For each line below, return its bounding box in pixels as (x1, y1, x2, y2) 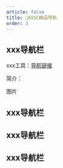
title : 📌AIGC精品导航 (6, 15, 58, 21)
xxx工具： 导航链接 (6, 62, 53, 69)
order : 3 (6, 20, 28, 26)
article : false (6, 9, 45, 15)
